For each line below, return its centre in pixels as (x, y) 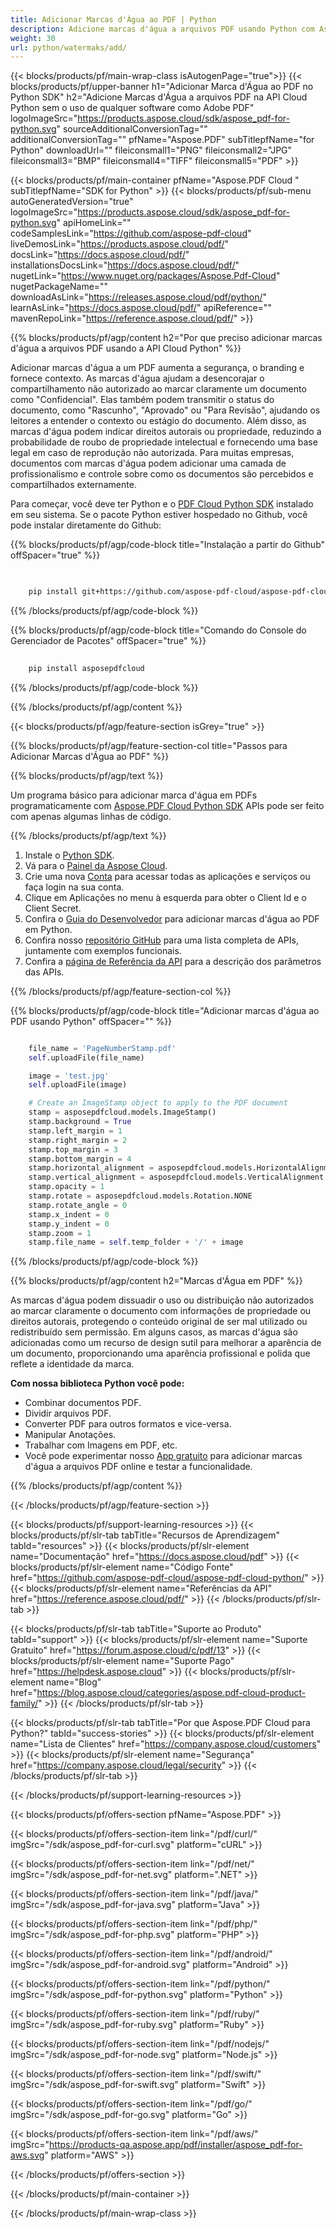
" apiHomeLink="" (94, 223)
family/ (24, 1703)
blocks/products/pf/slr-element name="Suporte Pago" (122, 1661)
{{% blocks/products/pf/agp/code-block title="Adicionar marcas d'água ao (165, 1010)
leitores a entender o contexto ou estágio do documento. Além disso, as (158, 421)
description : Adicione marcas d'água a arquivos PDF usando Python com (162, 29)
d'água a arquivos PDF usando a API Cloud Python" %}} (126, 348)
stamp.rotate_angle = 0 (78, 1205)
